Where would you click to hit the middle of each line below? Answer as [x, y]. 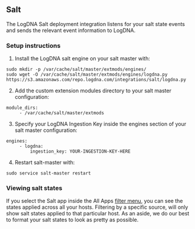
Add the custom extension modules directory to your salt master [93, 91]
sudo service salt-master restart [49, 173]
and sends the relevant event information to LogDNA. [71, 30]
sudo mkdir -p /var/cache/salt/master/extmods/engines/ [76, 70]
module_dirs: [22, 108]
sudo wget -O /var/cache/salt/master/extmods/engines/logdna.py [87, 75]
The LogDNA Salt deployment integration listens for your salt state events [95, 24]
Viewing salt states [34, 188]
